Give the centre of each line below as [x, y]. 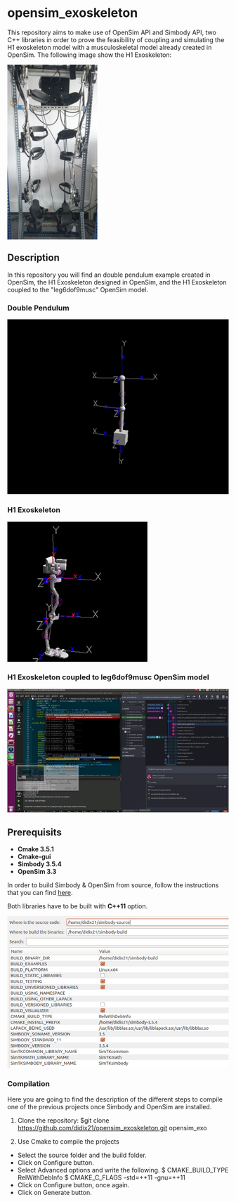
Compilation [29, 1084]
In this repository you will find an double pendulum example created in [109, 275]
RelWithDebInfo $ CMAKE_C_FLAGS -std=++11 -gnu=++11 [101, 1177]
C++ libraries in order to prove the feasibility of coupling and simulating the [116, 39]
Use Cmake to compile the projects [68, 1141]
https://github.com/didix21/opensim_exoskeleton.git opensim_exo [112, 1128]
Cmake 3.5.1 [35, 849]
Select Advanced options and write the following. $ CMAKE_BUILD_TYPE [123, 1170]
